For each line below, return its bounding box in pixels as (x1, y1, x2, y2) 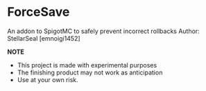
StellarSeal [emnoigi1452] (7, 34, 81, 42)
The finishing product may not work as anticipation (17, 68, 163, 77)
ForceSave (7, 4, 70, 20)
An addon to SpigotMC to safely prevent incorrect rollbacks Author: (7, 27, 200, 35)
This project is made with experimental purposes (17, 61, 157, 69)
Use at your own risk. (17, 75, 78, 83)
